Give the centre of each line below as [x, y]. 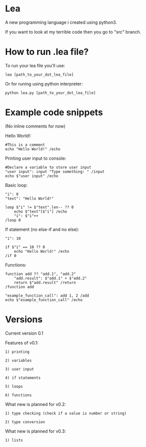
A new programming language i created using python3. [61, 22]
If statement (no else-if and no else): [42, 229]
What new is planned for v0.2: [36, 404]
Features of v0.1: [22, 343]
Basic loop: [17, 185]
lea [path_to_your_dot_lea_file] [39, 75]
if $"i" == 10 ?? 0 [25, 247]
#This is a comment [25, 145]
